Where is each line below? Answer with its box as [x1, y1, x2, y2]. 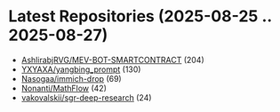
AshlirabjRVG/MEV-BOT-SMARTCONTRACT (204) [20, 54, 205, 65]
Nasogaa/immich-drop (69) [20, 73, 122, 84]
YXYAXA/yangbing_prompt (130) [20, 64, 141, 75]
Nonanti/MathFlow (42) [20, 83, 108, 93]
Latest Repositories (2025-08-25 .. [8, 6, 272, 27]
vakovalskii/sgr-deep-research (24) [20, 92, 152, 103]
